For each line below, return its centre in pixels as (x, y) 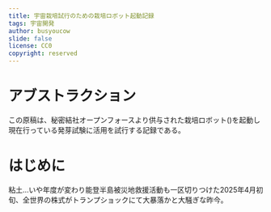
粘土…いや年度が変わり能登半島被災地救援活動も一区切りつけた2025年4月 (132, 189)
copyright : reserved (43, 53)
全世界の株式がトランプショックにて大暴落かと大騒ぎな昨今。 (125, 200)
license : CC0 (30, 46)
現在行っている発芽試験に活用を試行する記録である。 (97, 129)
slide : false (30, 38)
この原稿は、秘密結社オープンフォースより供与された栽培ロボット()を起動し (134, 120)
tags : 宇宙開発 (32, 23)
